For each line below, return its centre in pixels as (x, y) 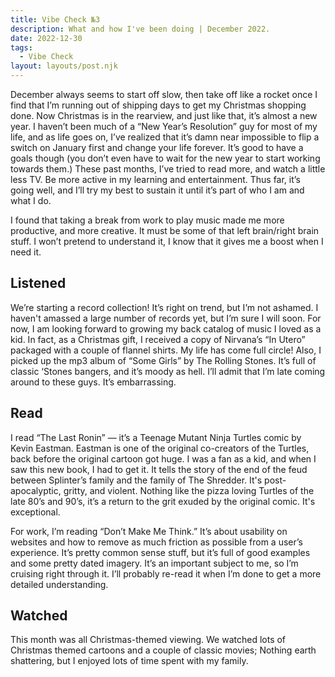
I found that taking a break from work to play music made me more (147, 220)
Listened (38, 283)
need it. (26, 252)
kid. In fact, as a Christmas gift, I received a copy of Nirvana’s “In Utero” (158, 339)
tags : (21, 47)
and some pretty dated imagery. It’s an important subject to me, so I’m (154, 563)
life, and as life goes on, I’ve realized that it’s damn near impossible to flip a (165, 137)
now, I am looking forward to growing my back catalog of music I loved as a (166, 328)
